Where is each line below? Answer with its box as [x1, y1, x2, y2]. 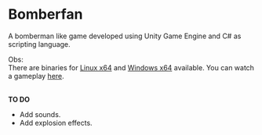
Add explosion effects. [19, 118, 93, 127]
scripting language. [8, 39, 71, 48]
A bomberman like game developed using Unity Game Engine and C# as [8, 31, 242, 41]
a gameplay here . [8, 71, 64, 80]
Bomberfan [8, 5, 83, 23]
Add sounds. [19, 109, 61, 119]
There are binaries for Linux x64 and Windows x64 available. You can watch [8, 62, 255, 72]
